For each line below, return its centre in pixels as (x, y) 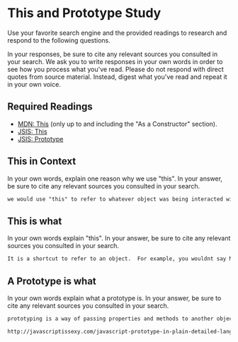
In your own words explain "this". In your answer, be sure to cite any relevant (119, 238)
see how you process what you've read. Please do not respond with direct (116, 69)
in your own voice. (34, 84)
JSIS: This (32, 131)
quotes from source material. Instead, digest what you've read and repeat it (118, 77)
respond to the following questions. (59, 40)
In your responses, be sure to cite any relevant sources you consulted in (113, 54)
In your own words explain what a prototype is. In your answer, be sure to (114, 298)
